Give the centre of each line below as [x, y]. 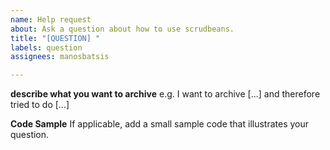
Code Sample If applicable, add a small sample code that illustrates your [160, 124]
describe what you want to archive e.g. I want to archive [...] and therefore [165, 94]
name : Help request [51, 19]
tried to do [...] [40, 105]
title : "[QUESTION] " [55, 38]
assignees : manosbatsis [60, 57]
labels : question [46, 47]
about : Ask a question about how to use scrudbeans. [122, 29]
